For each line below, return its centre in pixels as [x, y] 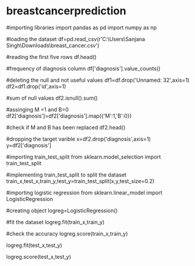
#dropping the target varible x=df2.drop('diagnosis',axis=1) [78, 139]
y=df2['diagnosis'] [29, 145]
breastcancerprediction [66, 11]
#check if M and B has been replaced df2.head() [66, 127]
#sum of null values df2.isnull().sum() [52, 98]
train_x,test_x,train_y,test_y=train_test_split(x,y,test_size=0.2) [81, 181]
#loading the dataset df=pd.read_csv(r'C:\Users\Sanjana [76, 39]
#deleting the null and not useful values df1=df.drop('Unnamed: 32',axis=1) [98, 80]
